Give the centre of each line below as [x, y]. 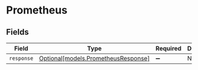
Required [168, 49]
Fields [18, 32]
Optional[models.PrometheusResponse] [95, 58]
